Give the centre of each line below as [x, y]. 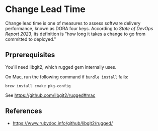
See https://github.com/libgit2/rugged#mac [50, 95]
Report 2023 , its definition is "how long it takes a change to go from [75, 34]
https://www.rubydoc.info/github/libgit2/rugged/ [63, 123]
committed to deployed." [31, 39]
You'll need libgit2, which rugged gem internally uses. [61, 67]
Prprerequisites [30, 55]
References [24, 111]
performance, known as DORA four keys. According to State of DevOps [79, 28]
